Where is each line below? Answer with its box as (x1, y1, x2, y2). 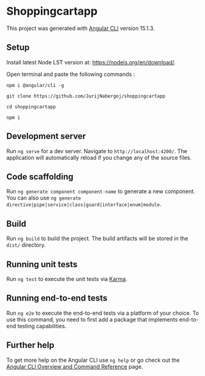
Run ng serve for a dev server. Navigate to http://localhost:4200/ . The (6, 147, 188, 154)
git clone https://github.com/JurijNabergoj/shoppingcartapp (6, 93, 166, 99)
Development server (6, 131, 86, 141)
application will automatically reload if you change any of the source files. (6, 154, 192, 161)
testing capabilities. (17, 322, 67, 329)
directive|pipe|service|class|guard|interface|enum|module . (6, 201, 162, 208)
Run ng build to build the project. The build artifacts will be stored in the (6, 235, 188, 243)
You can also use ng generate (6, 194, 81, 201)
